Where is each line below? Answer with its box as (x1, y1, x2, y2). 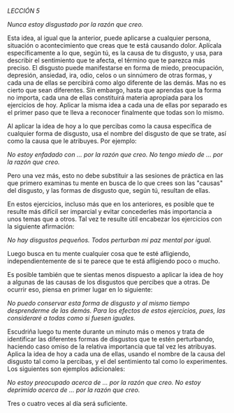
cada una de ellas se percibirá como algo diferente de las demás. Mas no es (7, 79, 226, 87)
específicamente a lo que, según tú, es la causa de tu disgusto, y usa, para (7, 49, 223, 57)
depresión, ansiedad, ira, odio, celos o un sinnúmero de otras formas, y (7, 71, 212, 79)
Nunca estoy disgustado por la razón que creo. (7, 20, 144, 28)
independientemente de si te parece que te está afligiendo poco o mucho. (7, 257, 220, 265)
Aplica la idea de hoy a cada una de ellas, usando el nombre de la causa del (7, 350, 226, 358)
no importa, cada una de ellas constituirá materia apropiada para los (7, 93, 204, 102)
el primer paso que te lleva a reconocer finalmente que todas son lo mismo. (7, 109, 225, 116)
